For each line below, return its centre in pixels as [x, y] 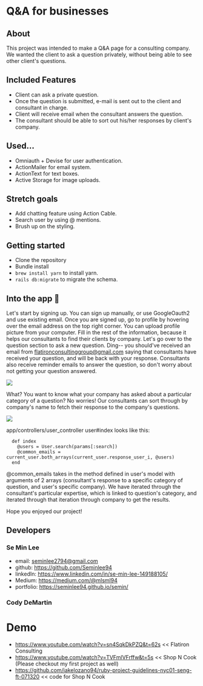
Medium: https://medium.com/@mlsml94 [66, 580]
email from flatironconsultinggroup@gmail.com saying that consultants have [101, 352]
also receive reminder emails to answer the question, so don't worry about [99, 365]
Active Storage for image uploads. [58, 180]
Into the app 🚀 [33, 298]
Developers [28, 530]
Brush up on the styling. [45, 226]
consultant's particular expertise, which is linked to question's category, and [101, 493]
